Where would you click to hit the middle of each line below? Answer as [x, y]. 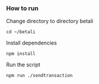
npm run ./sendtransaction [39, 76]
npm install [21, 54]
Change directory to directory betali [50, 21]
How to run [22, 8]
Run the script [23, 65]
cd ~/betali [21, 32]
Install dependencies [32, 43]
